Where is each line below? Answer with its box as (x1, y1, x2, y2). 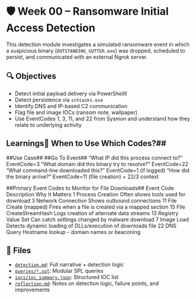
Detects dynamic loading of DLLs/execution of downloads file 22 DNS (6, 222, 176, 229)
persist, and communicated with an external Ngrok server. (6, 53, 148, 60)
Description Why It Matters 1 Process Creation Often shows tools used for (6, 190, 186, 198)
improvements (14, 286, 50, 293)
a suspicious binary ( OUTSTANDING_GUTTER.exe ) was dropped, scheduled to (6, 47, 185, 54)
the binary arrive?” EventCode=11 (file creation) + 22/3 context (6, 173, 159, 180)
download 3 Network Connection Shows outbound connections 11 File (6, 197, 177, 204)
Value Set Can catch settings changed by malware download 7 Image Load (6, 216, 189, 223)
